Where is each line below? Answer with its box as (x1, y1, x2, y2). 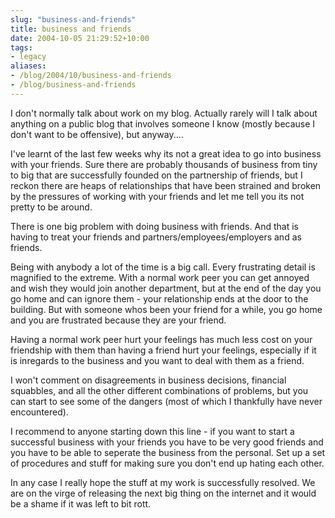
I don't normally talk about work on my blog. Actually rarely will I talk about (10, 107, 318, 119)
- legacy (10, 52, 47, 62)
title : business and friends (10, 24, 132, 34)
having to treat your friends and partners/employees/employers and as (10, 231, 302, 243)
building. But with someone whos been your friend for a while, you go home (10, 303, 323, 315)
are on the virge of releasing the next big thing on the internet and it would (10, 487, 317, 499)
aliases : (10, 61, 47, 71)
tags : (10, 42, 33, 53)
